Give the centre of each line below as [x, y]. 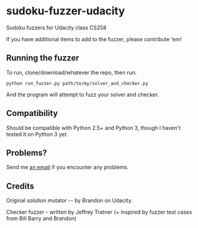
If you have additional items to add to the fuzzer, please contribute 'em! [94, 39]
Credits [20, 186]
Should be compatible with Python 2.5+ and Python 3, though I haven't [93, 127]
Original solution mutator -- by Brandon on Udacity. [69, 200]
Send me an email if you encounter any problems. [67, 167]
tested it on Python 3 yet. [37, 134]
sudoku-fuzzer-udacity [66, 11]
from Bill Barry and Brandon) [41, 218]
